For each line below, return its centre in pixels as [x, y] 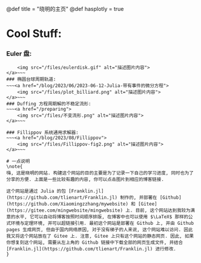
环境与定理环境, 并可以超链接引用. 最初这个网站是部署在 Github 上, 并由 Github [102, 223]
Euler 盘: [19, 54]
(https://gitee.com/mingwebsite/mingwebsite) [64, 210]
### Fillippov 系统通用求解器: [42, 133]
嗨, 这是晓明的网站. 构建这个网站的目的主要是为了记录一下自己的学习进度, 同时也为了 [100, 173]
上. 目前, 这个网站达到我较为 [158, 210]
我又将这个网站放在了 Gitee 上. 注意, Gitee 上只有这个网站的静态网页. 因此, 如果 [100, 236]
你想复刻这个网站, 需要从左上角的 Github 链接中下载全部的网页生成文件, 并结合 [95, 243]
